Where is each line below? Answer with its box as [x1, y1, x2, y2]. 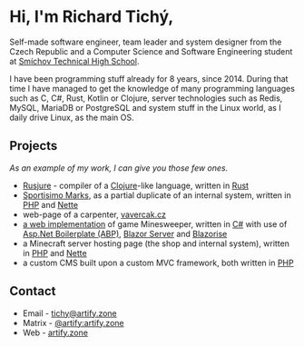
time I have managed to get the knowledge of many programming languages [9, 83, 295, 94]
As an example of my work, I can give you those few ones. [9, 162, 229, 173]
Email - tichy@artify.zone [22, 307, 118, 319]
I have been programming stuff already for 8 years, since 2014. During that [9, 73, 289, 84]
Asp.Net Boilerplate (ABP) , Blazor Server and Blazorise [22, 228, 228, 239]
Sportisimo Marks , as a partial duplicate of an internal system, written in [22, 189, 292, 201]
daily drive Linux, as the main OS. [9, 112, 134, 123]
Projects [9, 138, 58, 154]
